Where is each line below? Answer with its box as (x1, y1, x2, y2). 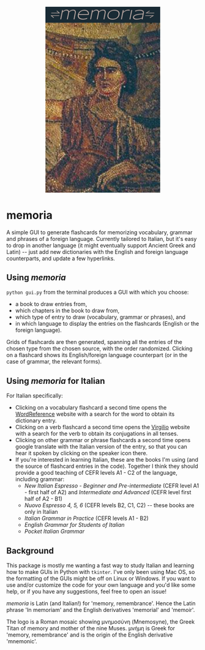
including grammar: (15, 476, 65, 483)
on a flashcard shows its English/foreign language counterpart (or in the (6, 351, 188, 359)
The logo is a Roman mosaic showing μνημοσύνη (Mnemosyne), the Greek (6, 618, 195, 625)
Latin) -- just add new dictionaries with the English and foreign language (6, 248, 188, 255)
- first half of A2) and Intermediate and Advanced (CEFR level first (24, 489, 192, 496)
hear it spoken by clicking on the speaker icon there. (15, 449, 148, 457)
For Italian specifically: (6, 392, 63, 399)
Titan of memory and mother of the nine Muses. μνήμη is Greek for (6, 625, 176, 632)
